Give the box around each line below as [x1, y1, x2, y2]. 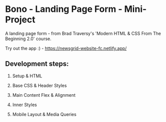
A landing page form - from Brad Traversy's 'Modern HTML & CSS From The [5, 30, 161, 36]
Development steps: [5, 60, 69, 68]
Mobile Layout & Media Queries [12, 111, 77, 117]
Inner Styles [12, 102, 37, 108]
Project [5, 14, 36, 25]
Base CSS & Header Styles [12, 82, 67, 88]
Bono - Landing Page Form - [5, 3, 122, 15]
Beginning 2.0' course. [5, 36, 52, 42]
